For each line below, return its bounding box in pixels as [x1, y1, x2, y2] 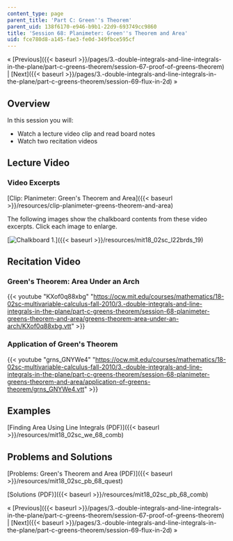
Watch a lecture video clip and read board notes [17, 130, 155, 138]
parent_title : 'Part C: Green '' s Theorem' [7, 17, 132, 24]
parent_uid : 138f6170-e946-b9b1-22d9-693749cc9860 [7, 23, 157, 30]
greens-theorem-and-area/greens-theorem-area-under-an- [7, 315, 179, 323]
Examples [7, 405, 51, 416]
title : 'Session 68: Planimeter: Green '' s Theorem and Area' [7, 29, 188, 37]
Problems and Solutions [7, 450, 113, 463]
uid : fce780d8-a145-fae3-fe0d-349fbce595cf [7, 36, 136, 43]
